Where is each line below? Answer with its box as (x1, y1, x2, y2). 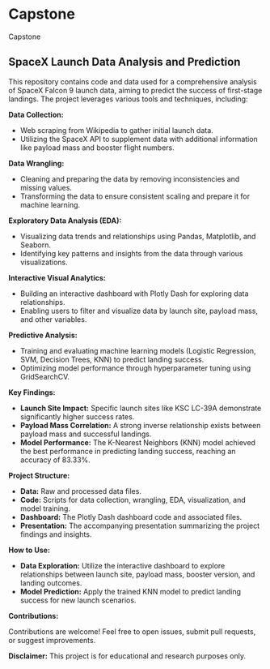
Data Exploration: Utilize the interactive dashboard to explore (19, 560, 226, 570)
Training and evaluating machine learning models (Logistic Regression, (19, 345, 256, 355)
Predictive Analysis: (8, 330, 78, 340)
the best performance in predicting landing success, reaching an (19, 446, 236, 456)
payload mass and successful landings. (19, 429, 152, 439)
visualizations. (19, 257, 69, 267)
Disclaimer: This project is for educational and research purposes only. (8, 650, 247, 661)
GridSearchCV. (19, 371, 70, 381)
